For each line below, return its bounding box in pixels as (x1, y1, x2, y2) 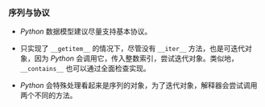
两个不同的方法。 (19, 90, 77, 101)
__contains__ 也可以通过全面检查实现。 (19, 64, 151, 73)
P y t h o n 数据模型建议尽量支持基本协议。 (19, 26, 152, 37)
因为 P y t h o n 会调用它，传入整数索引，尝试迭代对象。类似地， (34, 53, 239, 63)
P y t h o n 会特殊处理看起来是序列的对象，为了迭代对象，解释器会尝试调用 (19, 81, 258, 90)
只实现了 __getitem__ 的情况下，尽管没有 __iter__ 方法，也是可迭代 (19, 44, 246, 53)
